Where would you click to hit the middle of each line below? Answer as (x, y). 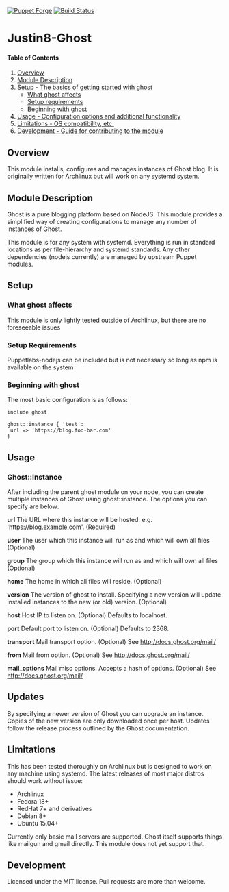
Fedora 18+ (33, 801)
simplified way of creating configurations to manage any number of (102, 222)
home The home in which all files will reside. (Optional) (84, 581)
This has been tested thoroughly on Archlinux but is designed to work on (109, 766)
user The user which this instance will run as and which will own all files (108, 540)
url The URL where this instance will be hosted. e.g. (80, 519)
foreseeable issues (34, 327)
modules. (20, 264)
